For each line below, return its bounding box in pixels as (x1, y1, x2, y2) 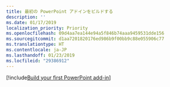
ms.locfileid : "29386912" (6, 58, 69, 63)
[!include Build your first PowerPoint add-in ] (6, 74, 111, 81)
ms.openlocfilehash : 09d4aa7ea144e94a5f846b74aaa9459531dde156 (6, 31, 165, 36)
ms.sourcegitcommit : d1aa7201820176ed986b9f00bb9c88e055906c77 (6, 36, 165, 42)
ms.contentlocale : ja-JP (6, 47, 67, 53)
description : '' (6, 14, 46, 20)
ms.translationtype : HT (6, 42, 65, 48)
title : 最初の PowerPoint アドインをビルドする (6, 8, 114, 15)
